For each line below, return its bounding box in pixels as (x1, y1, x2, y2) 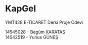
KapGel (5, 3, 36, 14)
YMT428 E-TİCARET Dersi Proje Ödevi (5, 19, 83, 25)
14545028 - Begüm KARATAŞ (5, 29, 66, 35)
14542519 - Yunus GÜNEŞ (5, 34, 58, 40)
